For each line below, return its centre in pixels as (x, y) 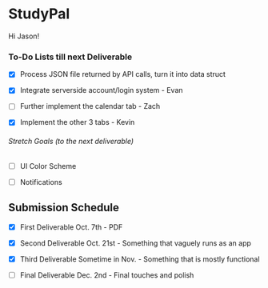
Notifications (41, 182)
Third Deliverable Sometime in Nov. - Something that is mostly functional (140, 259)
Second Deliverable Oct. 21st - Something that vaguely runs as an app (136, 243)
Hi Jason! (24, 36)
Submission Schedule (64, 208)
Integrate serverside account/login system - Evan (101, 90)
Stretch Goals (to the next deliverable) (71, 142)
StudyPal (39, 14)
